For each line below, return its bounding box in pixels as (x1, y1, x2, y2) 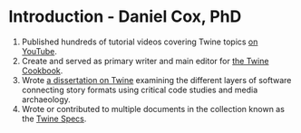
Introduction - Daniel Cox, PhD (8, 6, 242, 27)
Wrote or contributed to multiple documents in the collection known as (21, 103, 285, 114)
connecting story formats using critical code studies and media (21, 84, 258, 95)
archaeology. (21, 93, 72, 105)
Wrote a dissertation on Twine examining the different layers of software (21, 74, 292, 85)
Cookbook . (21, 65, 63, 76)
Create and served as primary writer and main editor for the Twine (21, 55, 269, 66)
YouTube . (21, 45, 58, 56)
